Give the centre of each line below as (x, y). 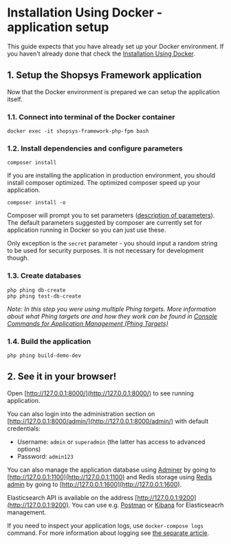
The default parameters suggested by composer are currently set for (105, 223)
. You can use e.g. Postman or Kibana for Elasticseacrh (146, 505)
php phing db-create (37, 290)
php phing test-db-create (44, 296)
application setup (58, 27)
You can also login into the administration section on (81, 413)
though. (18, 258)
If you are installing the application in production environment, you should (111, 175)
